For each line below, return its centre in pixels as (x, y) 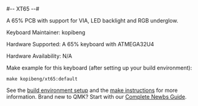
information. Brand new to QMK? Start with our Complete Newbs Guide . (97, 97)
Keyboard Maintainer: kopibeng (46, 32)
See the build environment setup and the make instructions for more (92, 90)
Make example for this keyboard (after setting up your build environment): (99, 68)
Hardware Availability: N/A (39, 56)
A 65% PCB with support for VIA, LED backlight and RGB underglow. (92, 20)
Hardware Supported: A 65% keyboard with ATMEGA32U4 (80, 44)
